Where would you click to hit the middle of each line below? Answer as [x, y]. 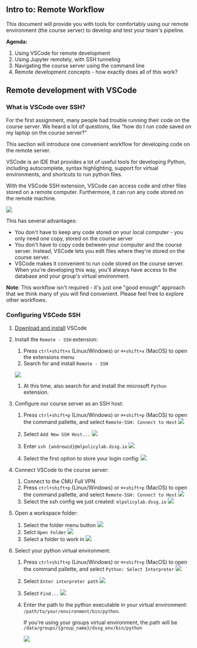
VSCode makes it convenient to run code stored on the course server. [99, 263]
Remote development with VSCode [71, 91]
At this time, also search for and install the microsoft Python [95, 386]
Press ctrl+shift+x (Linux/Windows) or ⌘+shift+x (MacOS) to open [105, 351]
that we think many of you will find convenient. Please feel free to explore [95, 294]
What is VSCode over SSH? [46, 107]
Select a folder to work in [54, 539]
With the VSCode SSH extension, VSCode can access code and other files [96, 186]
